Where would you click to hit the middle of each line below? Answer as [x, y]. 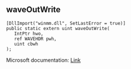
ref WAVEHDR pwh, [36, 39]
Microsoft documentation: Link [44, 60]
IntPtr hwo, [29, 34]
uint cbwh [26, 44]
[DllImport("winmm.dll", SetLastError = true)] [66, 23]
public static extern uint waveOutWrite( [58, 28]
